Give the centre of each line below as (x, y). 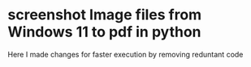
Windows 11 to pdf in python (104, 32)
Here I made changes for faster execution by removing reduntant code (125, 54)
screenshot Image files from (105, 15)
